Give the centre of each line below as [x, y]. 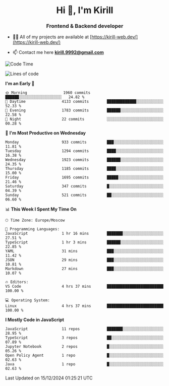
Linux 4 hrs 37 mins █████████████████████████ [84, 306]
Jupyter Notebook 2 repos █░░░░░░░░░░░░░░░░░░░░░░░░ [84, 347]
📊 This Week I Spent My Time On [41, 209]
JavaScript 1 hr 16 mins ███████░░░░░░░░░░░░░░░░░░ [84, 234]
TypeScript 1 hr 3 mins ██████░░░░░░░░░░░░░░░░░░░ [84, 242]
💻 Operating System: [28, 300]
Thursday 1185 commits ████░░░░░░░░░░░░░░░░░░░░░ [84, 169]
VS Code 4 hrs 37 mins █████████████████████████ [84, 287]
